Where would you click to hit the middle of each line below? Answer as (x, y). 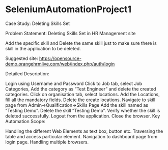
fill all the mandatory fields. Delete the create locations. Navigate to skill (80, 100)
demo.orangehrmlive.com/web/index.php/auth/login (60, 64)
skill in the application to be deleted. (43, 48)
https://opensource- (60, 58)
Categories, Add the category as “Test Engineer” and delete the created (81, 89)
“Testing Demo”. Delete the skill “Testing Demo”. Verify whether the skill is (83, 110)
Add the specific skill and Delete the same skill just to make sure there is (81, 43)
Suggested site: (22, 58)
